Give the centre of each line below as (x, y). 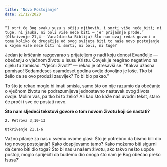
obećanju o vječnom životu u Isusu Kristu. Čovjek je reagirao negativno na (82, 60)
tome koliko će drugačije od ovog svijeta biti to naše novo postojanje (82, 41)
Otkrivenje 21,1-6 (24, 129)
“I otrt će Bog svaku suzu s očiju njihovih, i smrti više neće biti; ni (84, 28)
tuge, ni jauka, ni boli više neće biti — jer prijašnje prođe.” (74, 32)
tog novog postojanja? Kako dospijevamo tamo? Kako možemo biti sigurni (81, 144)
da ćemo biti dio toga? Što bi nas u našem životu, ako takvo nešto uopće (80, 149)
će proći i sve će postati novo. (36, 102)
